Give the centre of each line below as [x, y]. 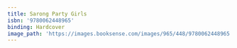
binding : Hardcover [36, 27]
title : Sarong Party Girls [47, 14]
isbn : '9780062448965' [41, 20]
